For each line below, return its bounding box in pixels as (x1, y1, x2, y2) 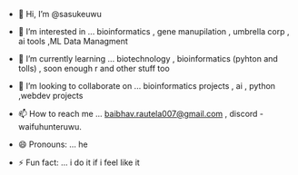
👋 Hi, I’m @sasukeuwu (17, 9, 102, 19)
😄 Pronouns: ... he (17, 139, 88, 150)
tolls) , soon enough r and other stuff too (17, 63, 170, 73)
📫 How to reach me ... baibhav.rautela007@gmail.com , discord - (17, 109, 264, 119)
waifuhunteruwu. (17, 122, 82, 131)
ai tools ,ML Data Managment (17, 36, 129, 46)
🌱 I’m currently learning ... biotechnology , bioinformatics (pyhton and (17, 53, 279, 63)
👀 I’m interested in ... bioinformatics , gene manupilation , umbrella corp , (17, 26, 290, 36)
